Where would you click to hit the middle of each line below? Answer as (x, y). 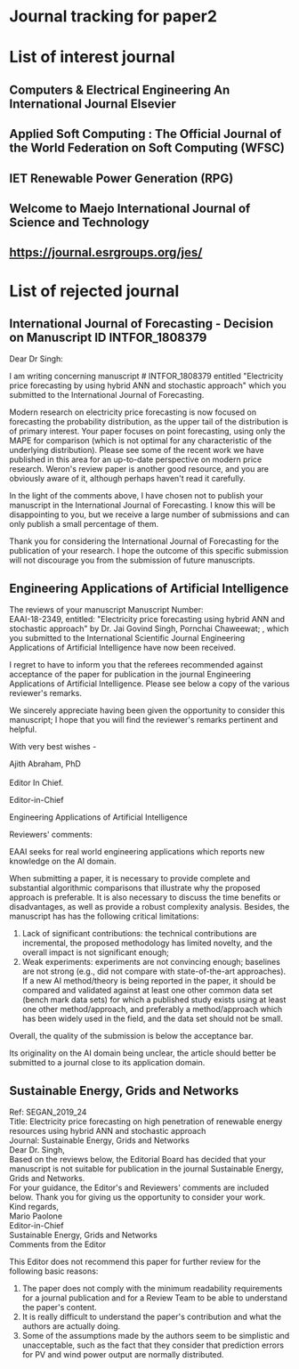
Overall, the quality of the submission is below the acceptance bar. (131, 1036)
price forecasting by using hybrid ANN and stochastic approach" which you (148, 385)
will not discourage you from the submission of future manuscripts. (132, 560)
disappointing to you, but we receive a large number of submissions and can (149, 514)
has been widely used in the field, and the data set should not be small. (152, 1019)
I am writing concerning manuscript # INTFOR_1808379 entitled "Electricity (146, 377)
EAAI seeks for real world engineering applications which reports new (137, 852)
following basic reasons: (54, 1271)
